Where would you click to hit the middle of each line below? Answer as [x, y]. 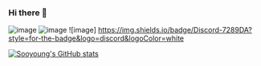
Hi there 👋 [28, 13]
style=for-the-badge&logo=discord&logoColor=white [96, 38]
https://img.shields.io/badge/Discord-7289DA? [175, 30]
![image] [82, 30]
